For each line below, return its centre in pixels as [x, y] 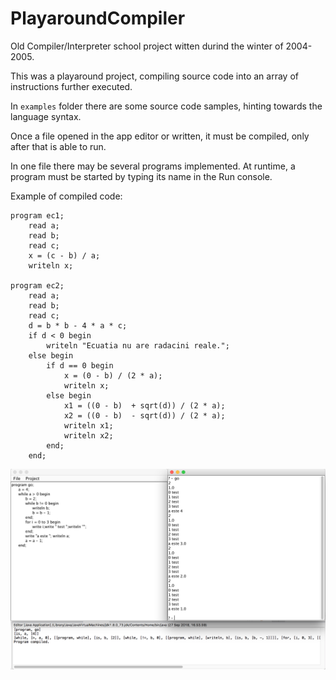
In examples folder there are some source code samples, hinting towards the [166, 106]
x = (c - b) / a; [64, 255]
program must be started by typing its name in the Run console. [141, 176]
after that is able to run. [58, 146]
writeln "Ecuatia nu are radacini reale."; [138, 345]
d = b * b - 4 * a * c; [78, 325]
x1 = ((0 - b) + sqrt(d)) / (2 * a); [144, 405]
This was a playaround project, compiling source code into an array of [154, 76]
